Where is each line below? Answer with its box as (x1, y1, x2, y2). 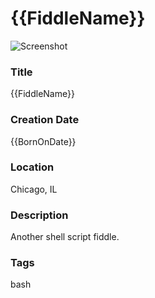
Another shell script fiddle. (10, 231, 120, 243)
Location (10, 160, 55, 174)
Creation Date (10, 113, 80, 127)
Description (10, 208, 69, 222)
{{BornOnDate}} (10, 135, 77, 147)
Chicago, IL (10, 183, 58, 195)
